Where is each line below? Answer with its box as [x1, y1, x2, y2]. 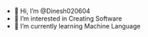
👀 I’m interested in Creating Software [14, 14, 122, 23]
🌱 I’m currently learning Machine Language [14, 22, 141, 30]
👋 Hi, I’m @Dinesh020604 [14, 7, 90, 15]
